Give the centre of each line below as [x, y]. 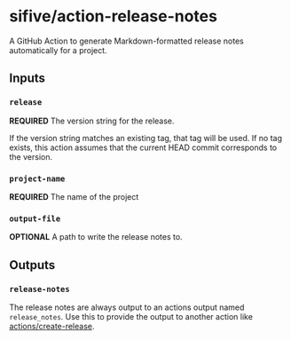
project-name [37, 178]
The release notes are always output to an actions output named [127, 307]
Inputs [28, 79]
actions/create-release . [52, 326]
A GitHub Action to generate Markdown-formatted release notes [126, 41]
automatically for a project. [59, 50]
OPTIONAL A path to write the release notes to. [96, 237]
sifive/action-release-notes [113, 16]
